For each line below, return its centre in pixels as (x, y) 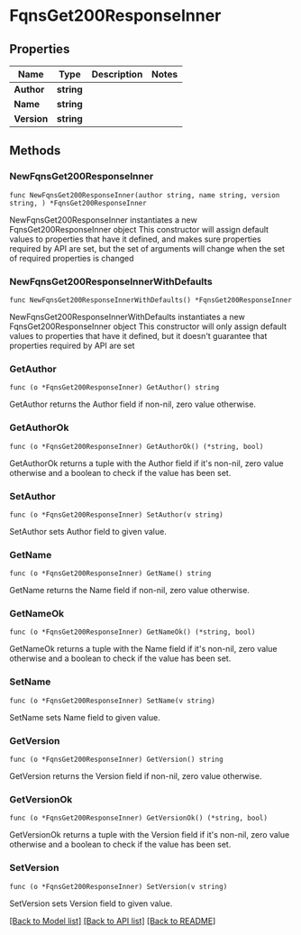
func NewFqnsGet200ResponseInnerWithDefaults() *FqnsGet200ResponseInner (151, 300)
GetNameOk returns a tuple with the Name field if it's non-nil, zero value (143, 649)
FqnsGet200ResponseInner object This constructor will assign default (139, 229)
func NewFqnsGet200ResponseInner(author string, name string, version (145, 195)
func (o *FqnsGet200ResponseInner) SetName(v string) (113, 701)
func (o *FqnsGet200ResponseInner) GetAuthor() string (114, 388)
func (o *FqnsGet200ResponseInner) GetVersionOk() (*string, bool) (139, 818)
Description (117, 74)
